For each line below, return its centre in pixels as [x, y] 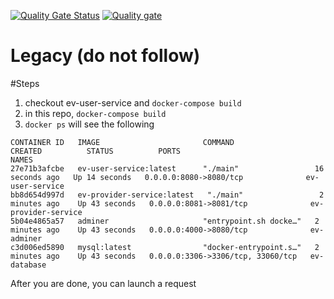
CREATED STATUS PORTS [96, 151]
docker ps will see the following [89, 124]
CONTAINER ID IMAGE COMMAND [122, 142]
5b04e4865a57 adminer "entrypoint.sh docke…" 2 [165, 221]
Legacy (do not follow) [105, 56]
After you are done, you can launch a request [103, 283]
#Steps [25, 83]
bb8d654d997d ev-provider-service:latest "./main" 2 [167, 195]
